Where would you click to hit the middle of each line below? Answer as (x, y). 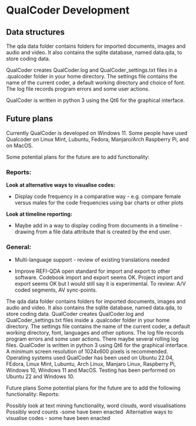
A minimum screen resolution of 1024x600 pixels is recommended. (87, 352)
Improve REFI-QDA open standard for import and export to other (92, 271)
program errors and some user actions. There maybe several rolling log (92, 339)
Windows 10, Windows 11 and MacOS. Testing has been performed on (91, 370)
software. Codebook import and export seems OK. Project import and (99, 278)
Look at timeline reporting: (39, 214)
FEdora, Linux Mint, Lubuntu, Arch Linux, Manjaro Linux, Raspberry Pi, (91, 364)
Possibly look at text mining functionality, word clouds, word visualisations (96, 406)
